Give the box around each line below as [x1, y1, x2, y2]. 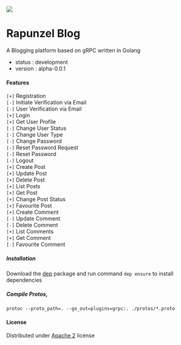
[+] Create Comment [6, 208, 59, 216]
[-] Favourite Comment [6, 241, 66, 248]
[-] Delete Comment [6, 222, 58, 229]
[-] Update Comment [6, 215, 61, 222]
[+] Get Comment [6, 234, 51, 242]
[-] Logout [6, 157, 34, 164]
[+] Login [6, 112, 30, 119]
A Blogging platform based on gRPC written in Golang [6, 46, 141, 54]
